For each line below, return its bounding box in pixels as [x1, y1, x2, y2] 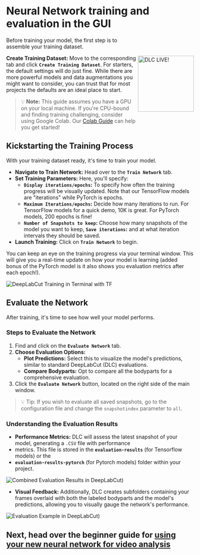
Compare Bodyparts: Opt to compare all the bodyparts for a [23, 367, 173, 375]
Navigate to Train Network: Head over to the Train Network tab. [14, 168, 173, 176]
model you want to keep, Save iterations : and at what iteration [23, 225, 180, 232]
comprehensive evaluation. [23, 373, 90, 381]
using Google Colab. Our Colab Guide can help [20, 117, 136, 124]
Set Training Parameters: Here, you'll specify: [14, 174, 129, 182]
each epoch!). [6, 269, 40, 276]
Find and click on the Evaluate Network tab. [14, 342, 121, 349]
